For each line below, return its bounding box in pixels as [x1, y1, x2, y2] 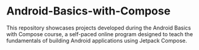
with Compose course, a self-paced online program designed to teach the [6, 30, 193, 37]
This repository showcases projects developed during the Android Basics [6, 24, 192, 31]
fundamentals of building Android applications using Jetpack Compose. [6, 37, 187, 44]
